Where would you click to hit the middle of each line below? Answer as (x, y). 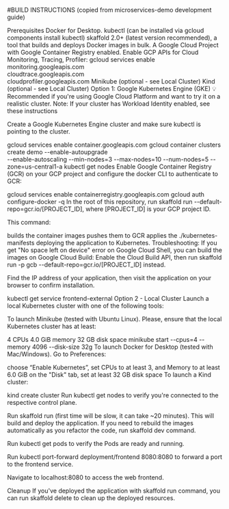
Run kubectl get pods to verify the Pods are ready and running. (96, 444)
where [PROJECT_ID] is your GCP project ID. (148, 209)
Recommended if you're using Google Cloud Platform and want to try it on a (114, 96)
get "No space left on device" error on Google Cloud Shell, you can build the (114, 250)
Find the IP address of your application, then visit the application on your (109, 278)
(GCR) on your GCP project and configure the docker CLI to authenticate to (113, 174)
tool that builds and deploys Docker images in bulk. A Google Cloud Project (113, 45)
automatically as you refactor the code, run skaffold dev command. (102, 430)
